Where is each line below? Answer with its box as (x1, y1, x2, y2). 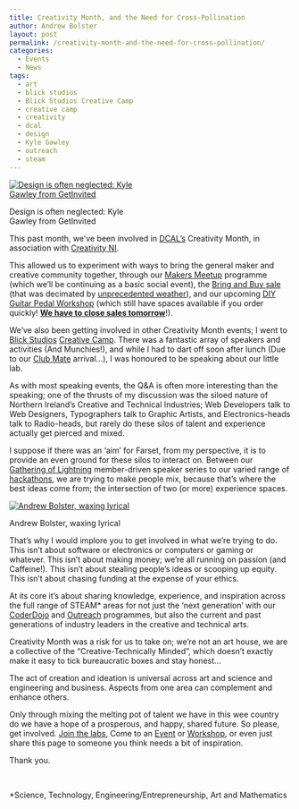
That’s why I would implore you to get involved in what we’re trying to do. (9, 534, 278, 546)
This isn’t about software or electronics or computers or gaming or (9, 544, 254, 555)
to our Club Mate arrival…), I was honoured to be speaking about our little (9, 353, 279, 363)
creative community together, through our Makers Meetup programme (9, 269, 268, 280)
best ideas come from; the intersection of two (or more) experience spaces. (9, 482, 288, 493)
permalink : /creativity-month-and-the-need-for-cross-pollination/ (9, 38, 266, 47)
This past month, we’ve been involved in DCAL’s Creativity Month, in (9, 233, 261, 243)
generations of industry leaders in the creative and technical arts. (9, 618, 250, 629)
